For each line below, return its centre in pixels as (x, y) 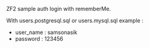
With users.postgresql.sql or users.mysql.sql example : (75, 20)
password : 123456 (39, 39)
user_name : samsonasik (46, 32)
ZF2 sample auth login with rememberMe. (59, 9)
